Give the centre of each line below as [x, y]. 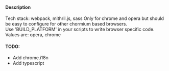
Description [18, 7]
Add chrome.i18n [30, 58]
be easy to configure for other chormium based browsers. [66, 24]
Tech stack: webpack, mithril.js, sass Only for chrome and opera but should [85, 18]
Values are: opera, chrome [33, 35]
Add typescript [28, 63]
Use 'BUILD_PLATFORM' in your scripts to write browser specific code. [80, 29]
